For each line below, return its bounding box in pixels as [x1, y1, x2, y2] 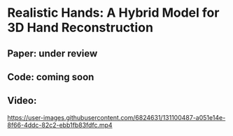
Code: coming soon [7, 71, 94, 83]
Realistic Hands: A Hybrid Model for [7, 5, 220, 21]
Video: [7, 95, 37, 107]
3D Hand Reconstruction [7, 20, 154, 36]
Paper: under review [7, 47, 98, 59]
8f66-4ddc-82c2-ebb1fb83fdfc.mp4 [7, 121, 113, 129]
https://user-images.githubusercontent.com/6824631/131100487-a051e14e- [7, 113, 226, 121]
